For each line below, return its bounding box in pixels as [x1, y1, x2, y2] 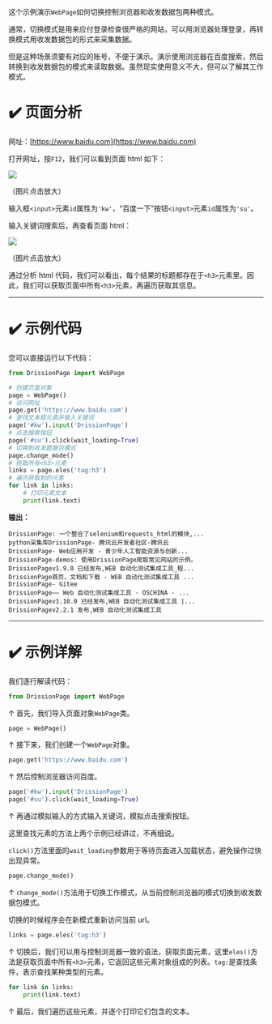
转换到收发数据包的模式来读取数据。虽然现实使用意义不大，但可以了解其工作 [8, 62, 264, 71]
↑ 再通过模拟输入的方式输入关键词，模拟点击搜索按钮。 [8, 811, 194, 821]
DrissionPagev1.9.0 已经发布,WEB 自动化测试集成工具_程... [8, 564, 194, 573]
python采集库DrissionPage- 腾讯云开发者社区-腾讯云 [8, 538, 169, 547]
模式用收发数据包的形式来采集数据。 [15, 35, 136, 44]
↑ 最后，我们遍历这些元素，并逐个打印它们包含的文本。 [8, 1006, 194, 1016]
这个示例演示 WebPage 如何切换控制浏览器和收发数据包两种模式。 [8, 7, 219, 16]
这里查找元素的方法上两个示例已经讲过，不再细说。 [8, 829, 179, 838]
